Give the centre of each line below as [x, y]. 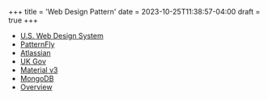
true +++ [23, 20]
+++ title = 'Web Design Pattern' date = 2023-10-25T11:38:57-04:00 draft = [134, 12]
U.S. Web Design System [62, 36]
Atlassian [35, 53]
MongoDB [37, 78]
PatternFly [37, 44]
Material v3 [39, 70]
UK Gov [33, 61]
